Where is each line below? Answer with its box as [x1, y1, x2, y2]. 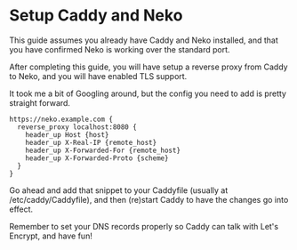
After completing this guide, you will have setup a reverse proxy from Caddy [9, 61, 288, 72]
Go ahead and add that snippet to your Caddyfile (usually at [9, 184, 229, 196]
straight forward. [9, 97, 71, 108]
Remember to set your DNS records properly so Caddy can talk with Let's [9, 221, 278, 231]
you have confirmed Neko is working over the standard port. [9, 44, 230, 54]
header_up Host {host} [25, 130, 109, 139]
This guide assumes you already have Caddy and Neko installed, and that [9, 35, 278, 45]
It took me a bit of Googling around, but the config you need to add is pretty [9, 88, 287, 99]
